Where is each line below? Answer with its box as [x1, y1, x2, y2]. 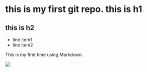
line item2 [12, 42, 33, 48]
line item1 [12, 36, 32, 42]
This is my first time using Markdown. [5, 51, 83, 57]
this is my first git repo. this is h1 [5, 3, 142, 15]
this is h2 [5, 23, 34, 32]
